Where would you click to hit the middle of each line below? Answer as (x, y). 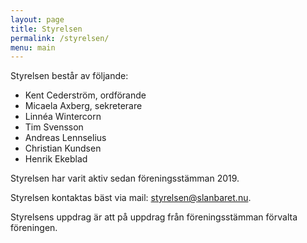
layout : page (37, 19)
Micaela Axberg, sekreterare (83, 106)
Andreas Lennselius (65, 138)
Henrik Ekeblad (56, 159)
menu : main (33, 47)
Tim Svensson (54, 127)
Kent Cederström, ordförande (85, 95)
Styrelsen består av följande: (69, 76)
